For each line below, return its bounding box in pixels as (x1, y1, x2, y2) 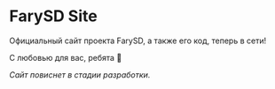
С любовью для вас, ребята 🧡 (9, 52, 122, 63)
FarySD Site (9, 6, 98, 26)
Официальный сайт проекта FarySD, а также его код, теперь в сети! (9, 35, 267, 46)
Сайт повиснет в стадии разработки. (9, 69, 151, 80)
